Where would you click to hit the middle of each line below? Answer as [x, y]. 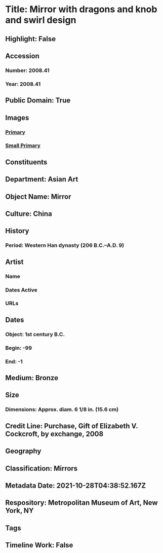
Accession [22, 56]
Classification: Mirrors [42, 468]
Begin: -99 [18, 348]
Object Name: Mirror [38, 196]
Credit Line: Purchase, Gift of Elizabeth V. [72, 426]
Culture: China [29, 214]
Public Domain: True [38, 101]
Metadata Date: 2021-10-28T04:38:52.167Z [75, 485]
